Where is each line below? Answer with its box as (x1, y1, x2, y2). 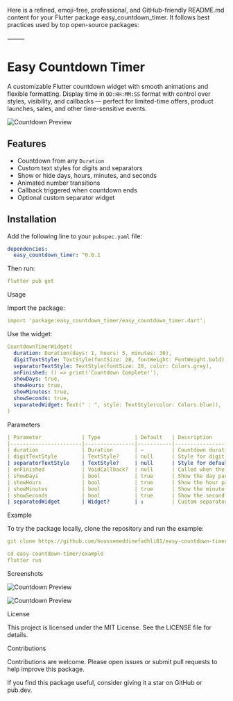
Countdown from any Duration (17, 156, 105, 165)
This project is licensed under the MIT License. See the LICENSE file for (7, 623, 212, 632)
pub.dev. (7, 686, 33, 694)
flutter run (7, 557, 42, 564)
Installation (7, 213, 57, 225)
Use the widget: (7, 330, 53, 338)
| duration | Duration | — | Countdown (7, 447, 207, 454)
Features (7, 138, 46, 150)
